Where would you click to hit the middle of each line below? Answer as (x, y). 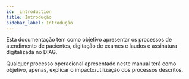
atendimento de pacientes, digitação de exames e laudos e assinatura (92, 46)
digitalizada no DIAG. (32, 52)
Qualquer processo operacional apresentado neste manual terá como (91, 64)
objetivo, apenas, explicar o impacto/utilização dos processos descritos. (95, 70)
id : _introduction (29, 12)
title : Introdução (29, 17)
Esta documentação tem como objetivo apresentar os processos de (89, 40)
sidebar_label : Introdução (40, 23)
